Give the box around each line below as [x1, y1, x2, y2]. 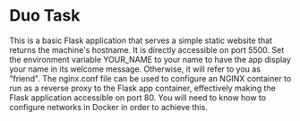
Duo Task [9, 5, 81, 26]
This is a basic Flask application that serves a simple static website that [9, 35, 273, 46]
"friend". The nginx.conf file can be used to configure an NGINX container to [9, 73, 292, 83]
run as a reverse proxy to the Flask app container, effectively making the [9, 82, 276, 93]
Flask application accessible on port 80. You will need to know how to [9, 91, 267, 103]
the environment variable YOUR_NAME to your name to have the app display [9, 54, 291, 65]
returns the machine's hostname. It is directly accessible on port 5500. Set [9, 44, 285, 55]
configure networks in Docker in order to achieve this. [9, 101, 208, 112]
